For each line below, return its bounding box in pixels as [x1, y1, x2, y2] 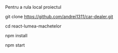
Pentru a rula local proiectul [5, 4, 61, 10]
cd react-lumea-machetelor [5, 23, 62, 29]
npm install [5, 33, 28, 38]
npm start [5, 42, 25, 48]
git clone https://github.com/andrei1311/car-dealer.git [5, 14, 114, 19]
